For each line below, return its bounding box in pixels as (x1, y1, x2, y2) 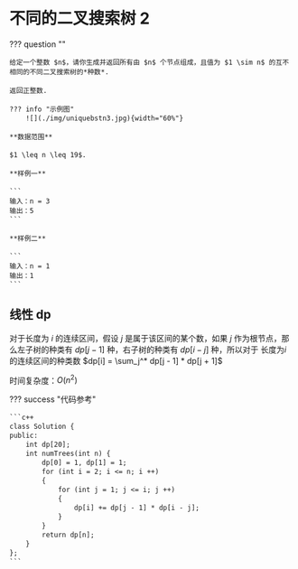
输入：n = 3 (9, 196, 51, 206)
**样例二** (9, 234, 47, 243)
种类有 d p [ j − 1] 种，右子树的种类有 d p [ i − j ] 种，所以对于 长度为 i (48, 344, 287, 355)
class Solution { (9, 422, 75, 432)
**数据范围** (9, 132, 53, 141)
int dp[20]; (25, 440, 70, 450)
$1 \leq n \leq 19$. (9, 150, 88, 159)
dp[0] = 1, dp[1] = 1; (42, 458, 127, 468)
